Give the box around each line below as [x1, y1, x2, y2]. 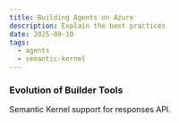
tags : [9, 37, 30, 47]
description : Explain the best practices [9, 21, 166, 30]
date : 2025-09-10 [9, 29, 74, 38]
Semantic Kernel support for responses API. [9, 104, 172, 115]
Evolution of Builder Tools [9, 84, 124, 96]
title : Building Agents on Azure [9, 12, 134, 22]
